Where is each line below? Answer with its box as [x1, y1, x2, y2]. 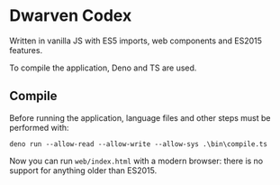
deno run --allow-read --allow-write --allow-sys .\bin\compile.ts [9, 139, 268, 149]
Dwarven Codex [9, 5, 132, 26]
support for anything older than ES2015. [9, 164, 158, 176]
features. [9, 44, 43, 55]
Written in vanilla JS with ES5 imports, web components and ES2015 [9, 35, 263, 46]
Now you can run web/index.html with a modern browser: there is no [9, 155, 264, 166]
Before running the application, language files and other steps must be [9, 112, 271, 123]
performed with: [9, 122, 69, 133]
